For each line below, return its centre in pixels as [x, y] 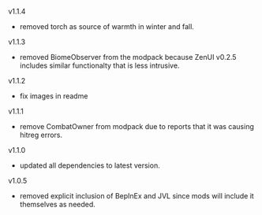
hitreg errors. [41, 135]
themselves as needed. [58, 204]
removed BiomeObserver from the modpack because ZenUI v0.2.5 [128, 57]
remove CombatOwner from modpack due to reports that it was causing [137, 126]
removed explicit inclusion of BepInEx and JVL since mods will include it [137, 196]
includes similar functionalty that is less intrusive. [99, 65]
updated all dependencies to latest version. [90, 165]
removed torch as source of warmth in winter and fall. [107, 26]
